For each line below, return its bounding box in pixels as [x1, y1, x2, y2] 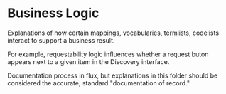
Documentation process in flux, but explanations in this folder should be [7, 71, 218, 80]
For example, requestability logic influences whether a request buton [7, 50, 209, 58]
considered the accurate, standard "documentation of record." [7, 78, 190, 87]
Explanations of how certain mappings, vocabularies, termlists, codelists [7, 28, 219, 37]
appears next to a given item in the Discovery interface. [7, 57, 170, 66]
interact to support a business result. [7, 36, 115, 44]
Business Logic [7, 5, 99, 21]
